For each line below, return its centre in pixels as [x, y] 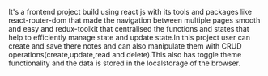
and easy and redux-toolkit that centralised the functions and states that [129, 29]
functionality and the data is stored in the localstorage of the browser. [125, 63]
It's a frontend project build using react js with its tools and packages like [130, 12]
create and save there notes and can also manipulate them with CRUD [125, 46]
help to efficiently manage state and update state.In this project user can [130, 37]
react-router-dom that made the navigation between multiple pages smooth [134, 20]
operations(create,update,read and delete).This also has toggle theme [125, 55]
